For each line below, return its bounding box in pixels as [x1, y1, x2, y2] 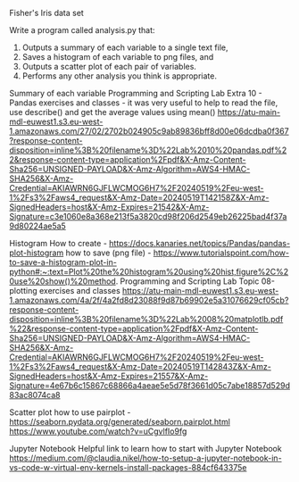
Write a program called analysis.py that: [9, 25, 155, 35]
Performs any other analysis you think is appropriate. [21, 71, 217, 81]
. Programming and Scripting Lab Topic [115, 276, 260, 287]
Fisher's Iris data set [9, 8, 85, 18]
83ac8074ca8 [9, 390, 61, 400]
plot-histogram [9, 247, 64, 258]
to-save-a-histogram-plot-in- [9, 257, 118, 267]
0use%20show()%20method [9, 276, 116, 287]
